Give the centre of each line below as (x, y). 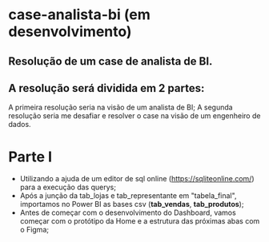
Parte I (30, 157)
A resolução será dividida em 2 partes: (106, 88)
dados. (20, 125)
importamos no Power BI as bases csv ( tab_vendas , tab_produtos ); (132, 204)
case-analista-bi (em (79, 15)
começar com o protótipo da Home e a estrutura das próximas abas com (140, 221)
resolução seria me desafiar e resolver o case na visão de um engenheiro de (134, 116)
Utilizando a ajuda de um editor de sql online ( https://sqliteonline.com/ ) (137, 179)
